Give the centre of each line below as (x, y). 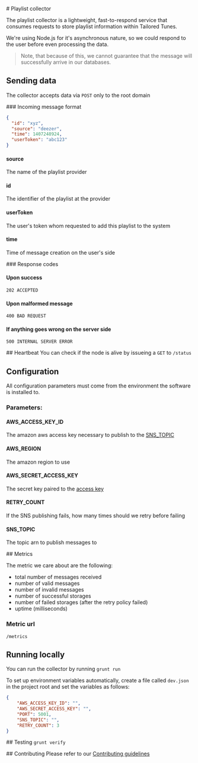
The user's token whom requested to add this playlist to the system (88, 226)
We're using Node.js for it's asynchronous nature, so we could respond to (96, 38)
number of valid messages (47, 583)
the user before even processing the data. (57, 44)
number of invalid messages (49, 590)
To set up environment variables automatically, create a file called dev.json (98, 680)
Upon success (24, 278)
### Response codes (32, 264)
